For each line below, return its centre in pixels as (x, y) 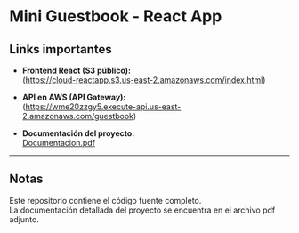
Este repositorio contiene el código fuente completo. (105, 200)
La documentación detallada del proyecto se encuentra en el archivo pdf (142, 210)
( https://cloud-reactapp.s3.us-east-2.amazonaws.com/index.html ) (144, 80)
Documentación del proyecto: (78, 133)
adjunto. (24, 219)
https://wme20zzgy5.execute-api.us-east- (103, 107)
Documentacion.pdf (59, 143)
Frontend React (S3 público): (77, 70)
